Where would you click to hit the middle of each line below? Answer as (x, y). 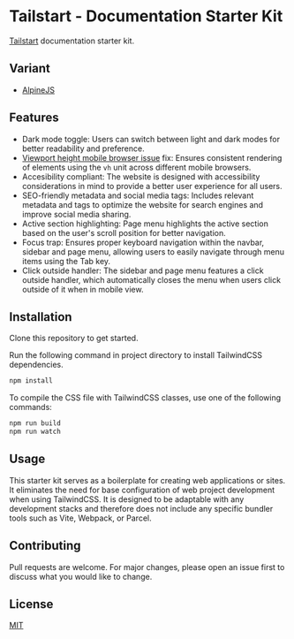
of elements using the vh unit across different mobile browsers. (136, 167)
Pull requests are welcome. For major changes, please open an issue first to (147, 567)
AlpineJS (38, 89)
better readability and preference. (83, 148)
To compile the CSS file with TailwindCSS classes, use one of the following (145, 398)
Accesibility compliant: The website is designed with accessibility (141, 176)
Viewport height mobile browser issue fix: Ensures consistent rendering (152, 157)
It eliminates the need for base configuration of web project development (142, 490)
